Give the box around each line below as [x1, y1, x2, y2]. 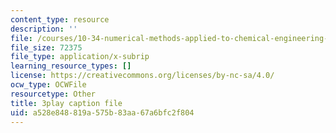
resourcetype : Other [10, 89, 97, 99]
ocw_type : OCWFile [10, 80, 87, 90]
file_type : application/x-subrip [10, 52, 150, 62]
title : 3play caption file [10, 98, 123, 108]
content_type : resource [10, 14, 110, 25]
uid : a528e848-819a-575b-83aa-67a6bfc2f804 [10, 107, 195, 118]
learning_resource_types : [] [10, 61, 132, 71]
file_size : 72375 [10, 42, 83, 53]
